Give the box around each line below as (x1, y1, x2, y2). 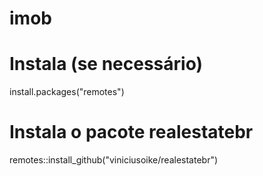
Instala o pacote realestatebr (9, 121, 254, 144)
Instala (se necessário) (9, 53, 204, 76)
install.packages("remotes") (9, 86, 125, 98)
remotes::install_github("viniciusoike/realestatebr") (9, 154, 219, 166)
